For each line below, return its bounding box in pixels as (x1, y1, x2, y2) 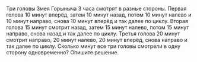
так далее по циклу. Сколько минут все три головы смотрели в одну (6, 43, 181, 50)
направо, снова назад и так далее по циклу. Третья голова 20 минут (6, 30, 180, 37)
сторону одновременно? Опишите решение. (6, 49, 119, 56)
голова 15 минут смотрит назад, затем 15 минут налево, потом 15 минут (6, 24, 189, 31)
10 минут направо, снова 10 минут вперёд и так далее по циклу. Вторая (6, 18, 189, 24)
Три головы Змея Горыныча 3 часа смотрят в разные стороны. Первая (6, 5, 187, 12)
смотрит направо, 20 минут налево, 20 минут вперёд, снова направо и (6, 37, 188, 43)
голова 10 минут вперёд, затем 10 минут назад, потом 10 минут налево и (6, 11, 192, 18)
